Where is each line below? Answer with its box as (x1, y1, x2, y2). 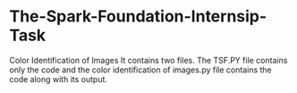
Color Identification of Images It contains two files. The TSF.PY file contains (9, 55, 288, 65)
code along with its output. (9, 73, 108, 84)
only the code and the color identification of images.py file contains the (9, 64, 272, 75)
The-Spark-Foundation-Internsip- (9, 6, 267, 27)
